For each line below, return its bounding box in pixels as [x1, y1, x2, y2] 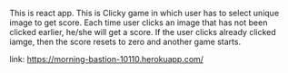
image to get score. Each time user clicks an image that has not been [9, 17, 268, 28]
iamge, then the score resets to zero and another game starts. [9, 36, 242, 47]
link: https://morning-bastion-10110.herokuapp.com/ [9, 54, 204, 64]
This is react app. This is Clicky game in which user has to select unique [9, 8, 280, 18]
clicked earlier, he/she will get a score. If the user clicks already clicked [9, 27, 277, 37]
